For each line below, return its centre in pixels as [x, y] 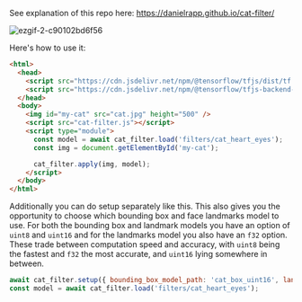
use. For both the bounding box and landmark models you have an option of [150, 226]
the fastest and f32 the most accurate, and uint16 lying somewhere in [138, 254]
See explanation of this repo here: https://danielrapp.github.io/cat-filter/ [142, 13]
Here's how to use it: [48, 48]
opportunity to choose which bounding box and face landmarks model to [144, 216]
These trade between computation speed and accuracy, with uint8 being [145, 244]
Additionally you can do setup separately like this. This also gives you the [145, 207]
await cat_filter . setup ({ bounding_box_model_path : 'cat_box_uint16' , [144, 280]
